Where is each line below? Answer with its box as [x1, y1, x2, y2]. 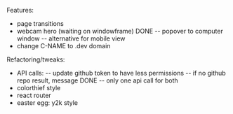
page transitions [16, 20, 64, 27]
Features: [6, 6, 34, 14]
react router [16, 91, 52, 99]
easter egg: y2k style [16, 99, 79, 107]
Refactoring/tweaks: [6, 55, 65, 64]
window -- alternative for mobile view [16, 34, 126, 43]
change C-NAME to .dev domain [16, 42, 111, 50]
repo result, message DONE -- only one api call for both [16, 76, 178, 85]
